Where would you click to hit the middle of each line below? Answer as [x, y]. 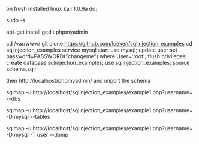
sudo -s [16, 20]
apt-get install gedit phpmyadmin [47, 32]
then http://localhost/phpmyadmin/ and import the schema [79, 81]
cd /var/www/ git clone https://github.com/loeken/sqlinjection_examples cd [99, 43]
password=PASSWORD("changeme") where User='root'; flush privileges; [97, 56]
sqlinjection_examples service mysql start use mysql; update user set [92, 50]
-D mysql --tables [28, 117]
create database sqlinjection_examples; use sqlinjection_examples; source [98, 63]
